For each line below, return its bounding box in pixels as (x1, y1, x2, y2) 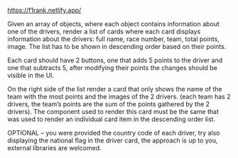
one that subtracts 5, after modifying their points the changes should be (7, 64, 218, 72)
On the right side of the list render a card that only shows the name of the (7, 85, 222, 93)
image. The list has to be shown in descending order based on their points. (7, 43, 227, 50)
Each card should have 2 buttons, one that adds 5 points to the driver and (7, 56, 223, 64)
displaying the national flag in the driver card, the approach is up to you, (7, 136, 218, 145)
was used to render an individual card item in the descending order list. (7, 115, 215, 123)
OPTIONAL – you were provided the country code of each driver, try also (7, 129, 220, 137)
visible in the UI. (7, 71, 55, 79)
